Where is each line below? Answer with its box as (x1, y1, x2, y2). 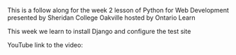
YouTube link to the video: (7, 41, 84, 49)
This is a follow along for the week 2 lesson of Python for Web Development (7, 6, 229, 14)
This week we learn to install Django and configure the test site (7, 28, 191, 35)
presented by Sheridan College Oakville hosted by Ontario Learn (7, 13, 196, 22)
